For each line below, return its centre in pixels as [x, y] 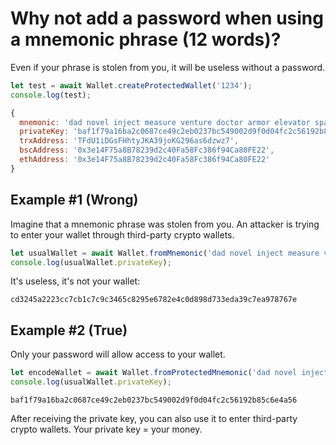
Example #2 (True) [69, 330]
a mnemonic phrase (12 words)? [146, 39]
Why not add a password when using [167, 18]
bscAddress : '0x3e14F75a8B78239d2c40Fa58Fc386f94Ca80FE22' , [147, 150]
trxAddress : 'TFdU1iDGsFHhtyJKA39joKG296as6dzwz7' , [129, 141]
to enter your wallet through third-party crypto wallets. [122, 234]
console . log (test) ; [51, 95]
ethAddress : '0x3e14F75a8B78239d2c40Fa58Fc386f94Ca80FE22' [145, 160]
